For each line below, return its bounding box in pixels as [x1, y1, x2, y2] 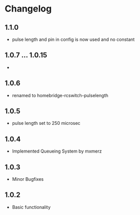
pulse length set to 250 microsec [12, 120, 81, 126]
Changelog [5, 3, 52, 15]
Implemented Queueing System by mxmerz [12, 148, 102, 154]
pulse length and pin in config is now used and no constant [12, 36, 135, 42]
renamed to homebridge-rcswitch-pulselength [12, 92, 109, 98]
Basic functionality [12, 204, 51, 210]
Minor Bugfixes [12, 176, 44, 182]
